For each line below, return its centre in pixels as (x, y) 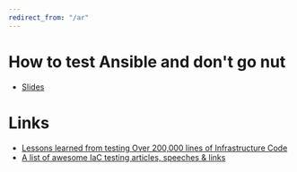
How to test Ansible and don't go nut (147, 61)
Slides (33, 87)
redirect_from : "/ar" (49, 17)
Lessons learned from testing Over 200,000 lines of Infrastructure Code (154, 148)
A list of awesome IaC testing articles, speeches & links (123, 157)
